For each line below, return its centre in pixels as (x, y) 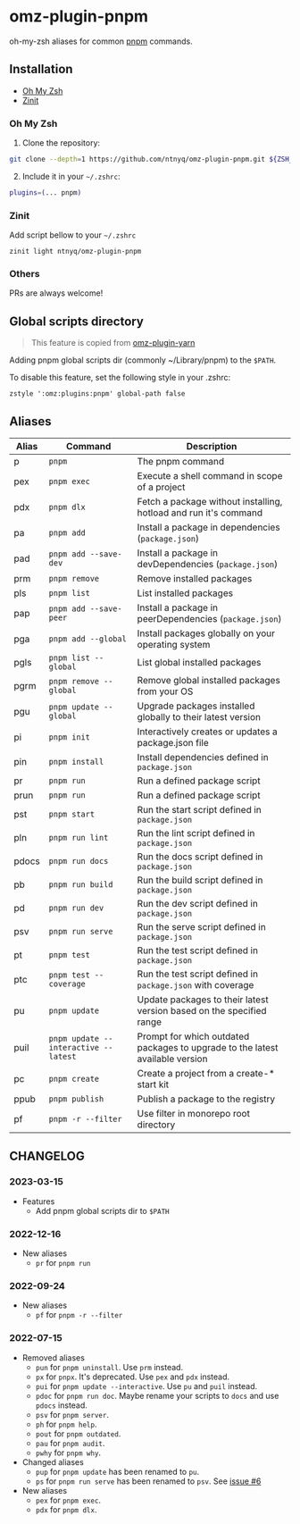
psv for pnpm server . (72, 1414)
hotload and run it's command (200, 513)
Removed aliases (53, 1357)
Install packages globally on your (206, 633)
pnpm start (72, 814)
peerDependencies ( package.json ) (209, 619)
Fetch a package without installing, (210, 502)
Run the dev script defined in (198, 904)
